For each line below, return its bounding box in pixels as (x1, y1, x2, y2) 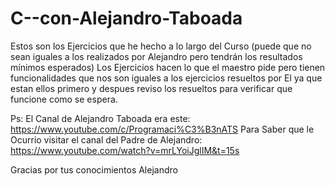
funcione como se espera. (10, 93, 118, 105)
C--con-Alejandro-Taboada (10, 7, 243, 30)
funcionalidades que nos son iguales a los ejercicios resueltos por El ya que (10, 72, 323, 84)
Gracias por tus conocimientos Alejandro (10, 163, 178, 176)
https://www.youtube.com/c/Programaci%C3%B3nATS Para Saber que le (10, 123, 315, 135)
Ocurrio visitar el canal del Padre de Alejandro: (10, 133, 203, 146)
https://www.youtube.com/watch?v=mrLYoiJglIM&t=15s (10, 144, 240, 156)
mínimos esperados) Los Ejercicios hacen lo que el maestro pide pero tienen (10, 61, 326, 73)
